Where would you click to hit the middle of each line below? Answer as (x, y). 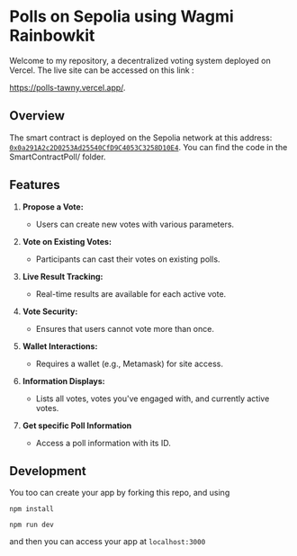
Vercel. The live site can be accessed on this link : (102, 70)
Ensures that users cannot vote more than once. (125, 328)
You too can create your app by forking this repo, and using (120, 493)
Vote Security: (50, 311)
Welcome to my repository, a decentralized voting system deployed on (140, 60)
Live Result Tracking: (63, 276)
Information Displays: (63, 381)
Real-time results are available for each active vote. (131, 293)
